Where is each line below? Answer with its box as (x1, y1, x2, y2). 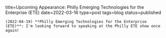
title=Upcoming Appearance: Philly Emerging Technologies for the (5, 4, 144, 10)
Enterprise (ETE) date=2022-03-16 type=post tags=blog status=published (5, 9, 161, 15)
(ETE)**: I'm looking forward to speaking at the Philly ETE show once (5, 23, 160, 28)
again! (5, 28, 19, 33)
